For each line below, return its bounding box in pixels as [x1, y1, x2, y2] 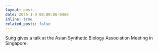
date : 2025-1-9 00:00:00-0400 [5, 12, 69, 17]
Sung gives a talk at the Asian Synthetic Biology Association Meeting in [5, 35, 153, 41]
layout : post [5, 7, 33, 12]
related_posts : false [5, 21, 51, 26]
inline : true [5, 16, 33, 21]
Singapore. [5, 40, 28, 46]
